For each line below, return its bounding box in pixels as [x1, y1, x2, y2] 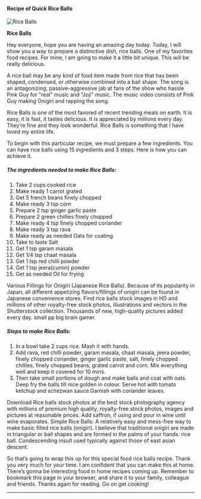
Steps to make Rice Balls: [7, 327, 71, 335]
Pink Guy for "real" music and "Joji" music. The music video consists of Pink [7, 91, 194, 98]
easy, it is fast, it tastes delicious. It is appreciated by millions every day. [7, 116, 184, 123]
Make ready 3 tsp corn [15, 201, 72, 208]
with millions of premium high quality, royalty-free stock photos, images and [7, 405, 194, 413]
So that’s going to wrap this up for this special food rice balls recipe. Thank [7, 455, 191, 462]
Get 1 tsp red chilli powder [15, 258, 80, 265]
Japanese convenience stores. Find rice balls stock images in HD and [7, 295, 178, 302]
